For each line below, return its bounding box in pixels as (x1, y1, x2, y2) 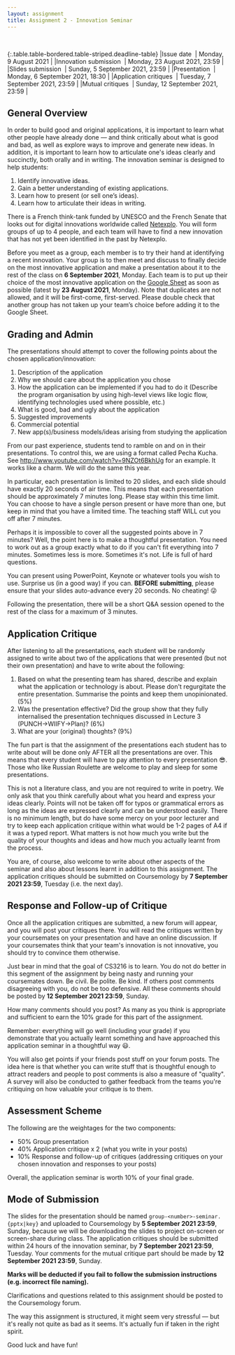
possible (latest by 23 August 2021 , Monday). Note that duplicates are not (7, 285, 222, 295)
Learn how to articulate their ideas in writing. (17, 199, 147, 208)
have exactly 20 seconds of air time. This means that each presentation (7, 485, 213, 493)
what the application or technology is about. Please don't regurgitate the (17, 682, 227, 691)
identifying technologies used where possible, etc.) (17, 398, 166, 407)
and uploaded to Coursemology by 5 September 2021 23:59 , (40, 1220, 217, 1228)
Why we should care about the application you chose (17, 376, 171, 384)
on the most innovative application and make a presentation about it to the (7, 264, 221, 272)
